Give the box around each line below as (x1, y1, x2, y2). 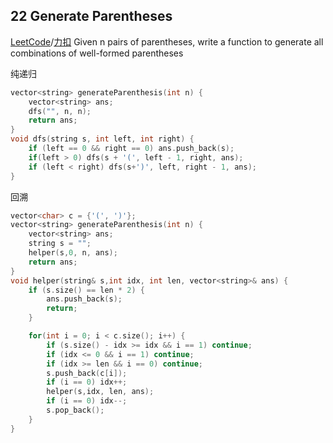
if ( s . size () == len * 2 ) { (28, 285, 145, 295)
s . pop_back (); (46, 405, 105, 416)
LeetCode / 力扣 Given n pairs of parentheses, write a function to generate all (10, 35, 324, 48)
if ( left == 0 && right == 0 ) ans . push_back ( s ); (28, 144, 235, 154)
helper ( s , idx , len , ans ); (46, 387, 155, 397)
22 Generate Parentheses (10, 8, 173, 25)
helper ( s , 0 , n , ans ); (28, 248, 118, 258)
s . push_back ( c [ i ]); (46, 368, 128, 378)
